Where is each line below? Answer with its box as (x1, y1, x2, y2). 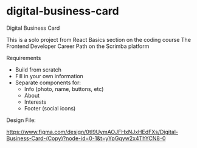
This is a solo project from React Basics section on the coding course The (6, 36, 192, 43)
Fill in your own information (15, 72, 84, 79)
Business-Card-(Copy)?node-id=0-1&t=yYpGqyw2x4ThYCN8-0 (6, 135, 166, 142)
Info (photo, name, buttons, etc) (24, 85, 104, 92)
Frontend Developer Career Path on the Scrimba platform (6, 42, 150, 50)
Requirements (6, 54, 41, 61)
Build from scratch (15, 66, 62, 73)
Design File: (6, 116, 36, 124)
